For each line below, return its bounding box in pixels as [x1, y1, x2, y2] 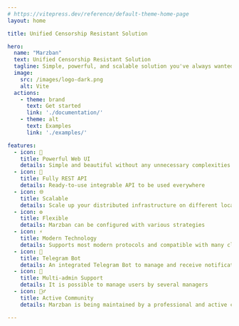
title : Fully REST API [20, 175, 87, 183]
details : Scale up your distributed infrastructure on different [20, 201, 218, 209]
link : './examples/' [26, 129, 87, 136]
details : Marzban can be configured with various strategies [20, 222, 205, 229]
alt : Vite [20, 83, 50, 90]
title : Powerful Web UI [20, 155, 91, 163]
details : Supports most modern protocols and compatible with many [20, 241, 224, 248]
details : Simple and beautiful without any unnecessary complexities [20, 162, 231, 169]
